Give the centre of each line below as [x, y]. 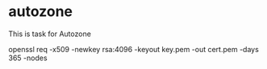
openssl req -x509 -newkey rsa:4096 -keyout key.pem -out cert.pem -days [134, 49]
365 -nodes [28, 58]
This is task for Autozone [50, 34]
